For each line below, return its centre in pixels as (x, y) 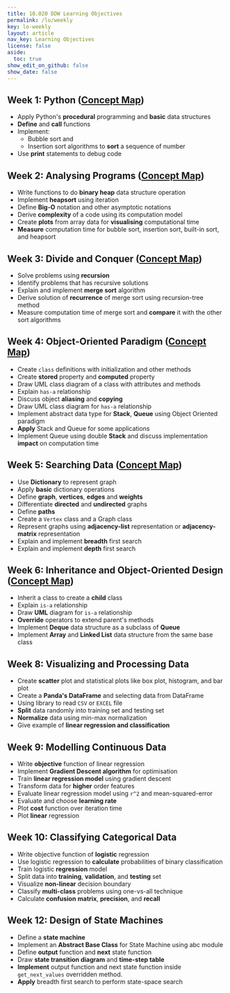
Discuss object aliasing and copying (70, 399)
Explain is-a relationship (52, 605)
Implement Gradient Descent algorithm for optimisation (97, 771)
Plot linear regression (48, 816)
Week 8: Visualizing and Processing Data (98, 664)
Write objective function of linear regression (81, 764)
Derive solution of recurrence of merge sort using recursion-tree (110, 297)
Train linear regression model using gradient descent (94, 779)
